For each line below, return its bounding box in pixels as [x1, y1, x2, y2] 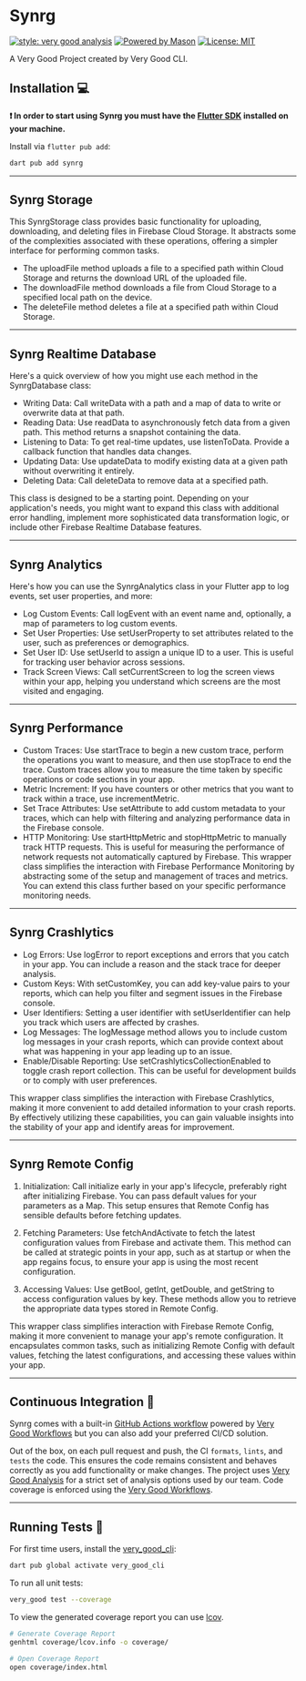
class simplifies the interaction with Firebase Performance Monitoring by [22, 861, 295, 871]
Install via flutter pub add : [9, 140, 111, 151]
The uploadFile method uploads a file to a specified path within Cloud [22, 263, 284, 274]
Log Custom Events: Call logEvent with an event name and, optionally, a [22, 608, 291, 619]
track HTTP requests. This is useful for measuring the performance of [22, 841, 285, 852]
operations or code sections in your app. [22, 773, 176, 784]
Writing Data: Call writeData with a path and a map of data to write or [22, 398, 281, 409]
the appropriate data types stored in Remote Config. [22, 1303, 219, 1314]
